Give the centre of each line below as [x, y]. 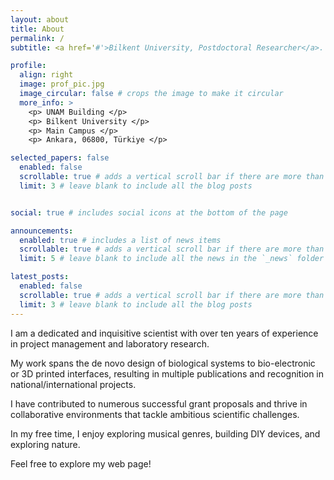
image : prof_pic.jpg [62, 84]
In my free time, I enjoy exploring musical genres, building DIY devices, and [165, 433]
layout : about [40, 19]
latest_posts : [40, 277]
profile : [28, 66]
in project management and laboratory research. [110, 343]
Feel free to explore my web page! [81, 463]
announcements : [42, 231]
